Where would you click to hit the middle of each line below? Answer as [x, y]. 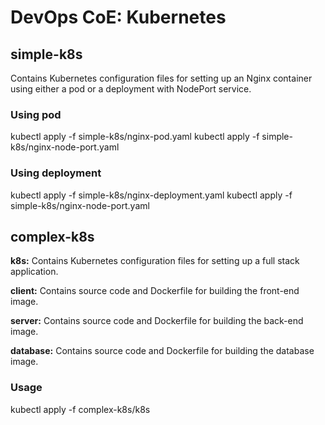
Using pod [36, 114]
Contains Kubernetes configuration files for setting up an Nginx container [161, 78]
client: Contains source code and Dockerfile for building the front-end [155, 291]
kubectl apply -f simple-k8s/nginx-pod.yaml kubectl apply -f [135, 137]
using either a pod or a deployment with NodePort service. [131, 89]
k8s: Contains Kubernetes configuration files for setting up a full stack [155, 261]
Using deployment [56, 173]
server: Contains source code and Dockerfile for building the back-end [157, 321]
